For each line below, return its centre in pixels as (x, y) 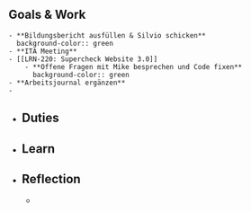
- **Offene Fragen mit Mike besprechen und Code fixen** (134, 66)
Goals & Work (47, 15)
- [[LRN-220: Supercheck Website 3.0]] (83, 59)
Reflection (51, 179)
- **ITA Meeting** (43, 51)
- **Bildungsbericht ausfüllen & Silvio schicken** (107, 35)
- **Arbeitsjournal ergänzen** (67, 83)
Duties (40, 118)
